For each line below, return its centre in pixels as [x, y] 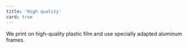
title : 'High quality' [34, 11]
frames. [16, 40]
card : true [19, 17]
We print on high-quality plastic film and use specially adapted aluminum [94, 33]
